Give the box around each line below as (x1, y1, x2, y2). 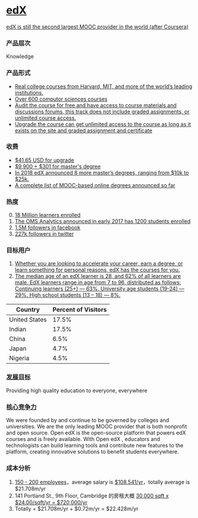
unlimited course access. (14, 114, 76, 121)
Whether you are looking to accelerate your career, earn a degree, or (14, 260, 183, 267)
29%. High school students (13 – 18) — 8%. (14, 292, 121, 299)
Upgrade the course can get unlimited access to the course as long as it (14, 120, 191, 127)
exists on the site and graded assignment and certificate (14, 127, 152, 134)
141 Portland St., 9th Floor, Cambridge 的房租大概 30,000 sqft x (14, 493, 169, 500)
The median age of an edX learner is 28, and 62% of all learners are (14, 273, 181, 280)
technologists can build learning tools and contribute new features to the (6, 442, 184, 449)
